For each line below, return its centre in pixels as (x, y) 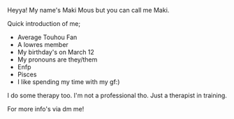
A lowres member (43, 44)
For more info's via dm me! (46, 109)
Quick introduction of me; (44, 23)
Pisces (27, 74)
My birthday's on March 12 (56, 52)
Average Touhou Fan (47, 37)
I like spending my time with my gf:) (68, 82)
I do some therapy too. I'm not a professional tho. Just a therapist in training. (117, 95)
